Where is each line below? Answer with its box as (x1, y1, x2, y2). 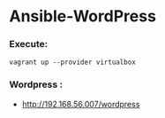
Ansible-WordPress (9, 6, 157, 27)
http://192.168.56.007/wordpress (21, 98, 140, 109)
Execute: (9, 38, 49, 51)
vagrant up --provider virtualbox (9, 58, 137, 67)
